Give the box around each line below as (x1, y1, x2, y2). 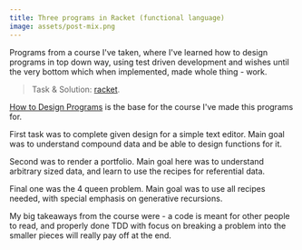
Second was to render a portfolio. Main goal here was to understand (9, 155, 265, 166)
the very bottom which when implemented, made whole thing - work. (9, 65, 268, 77)
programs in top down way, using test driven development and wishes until (9, 56, 290, 67)
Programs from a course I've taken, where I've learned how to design (9, 46, 268, 57)
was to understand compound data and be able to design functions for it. (9, 138, 283, 149)
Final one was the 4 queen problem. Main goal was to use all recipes (9, 183, 266, 194)
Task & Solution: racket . (31, 84, 121, 95)
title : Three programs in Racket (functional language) (9, 13, 225, 23)
